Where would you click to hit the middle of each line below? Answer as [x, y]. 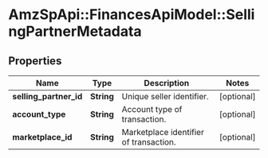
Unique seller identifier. [165, 96]
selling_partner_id [47, 96]
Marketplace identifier [163, 132]
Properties [35, 61]
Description [167, 83]
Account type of [152, 109]
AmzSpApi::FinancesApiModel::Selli [132, 15]
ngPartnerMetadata [75, 31]
